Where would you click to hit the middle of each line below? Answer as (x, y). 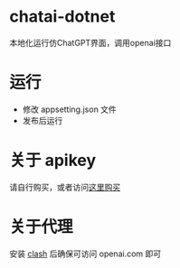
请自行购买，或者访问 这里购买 (65, 187)
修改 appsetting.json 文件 (70, 109)
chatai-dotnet (62, 17)
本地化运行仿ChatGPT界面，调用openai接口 (90, 42)
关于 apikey (53, 161)
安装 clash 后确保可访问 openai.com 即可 (85, 254)
